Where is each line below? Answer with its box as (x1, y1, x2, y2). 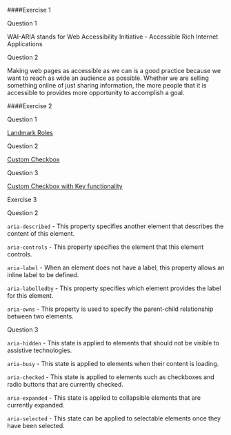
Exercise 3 (7, 196, 37, 203)
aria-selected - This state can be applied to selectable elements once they (7, 414, 221, 423)
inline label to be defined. (7, 271, 79, 279)
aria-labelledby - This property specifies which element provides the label (7, 284, 221, 292)
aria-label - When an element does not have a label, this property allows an (7, 263, 225, 272)
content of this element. (7, 230, 75, 237)
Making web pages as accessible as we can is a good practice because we (7, 67, 221, 74)
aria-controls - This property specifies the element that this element (7, 243, 204, 251)
